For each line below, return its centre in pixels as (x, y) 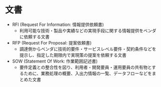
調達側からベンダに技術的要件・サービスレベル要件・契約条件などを (88, 49)
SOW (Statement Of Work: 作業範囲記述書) (55, 61)
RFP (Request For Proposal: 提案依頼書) (52, 43)
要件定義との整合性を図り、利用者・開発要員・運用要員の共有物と (86, 67)
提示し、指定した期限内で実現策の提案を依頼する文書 (73, 55)
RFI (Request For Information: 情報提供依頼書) (58, 24)
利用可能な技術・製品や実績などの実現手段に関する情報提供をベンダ (88, 30)
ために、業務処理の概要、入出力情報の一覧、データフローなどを (88, 73)
